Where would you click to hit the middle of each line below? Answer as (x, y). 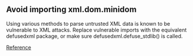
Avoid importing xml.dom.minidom (71, 10)
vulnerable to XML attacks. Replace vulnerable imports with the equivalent (97, 30)
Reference (19, 47)
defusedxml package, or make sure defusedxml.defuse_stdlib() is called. (94, 36)
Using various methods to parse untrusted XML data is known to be (88, 23)
